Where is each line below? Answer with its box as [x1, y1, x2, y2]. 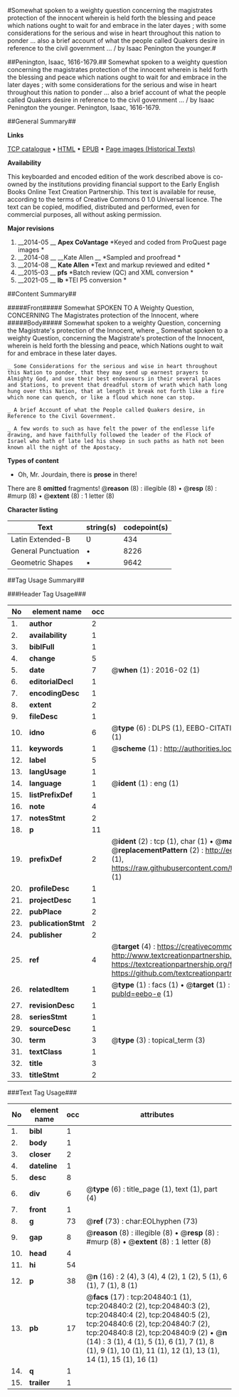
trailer [29, 1378, 51, 1387]
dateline [29, 1161, 58, 1171]
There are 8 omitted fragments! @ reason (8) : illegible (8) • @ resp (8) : [7, 484, 217, 492]
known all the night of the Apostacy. [7, 444, 122, 451]
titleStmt [29, 1070, 59, 1079]
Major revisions [7, 224, 55, 233]
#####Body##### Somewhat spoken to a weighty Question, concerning [7, 319, 221, 327]
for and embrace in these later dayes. [7, 349, 117, 357]
